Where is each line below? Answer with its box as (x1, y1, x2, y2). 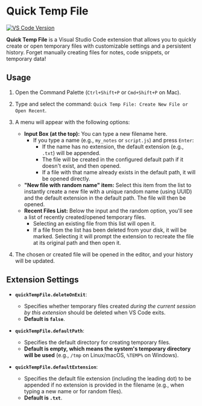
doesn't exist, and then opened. (42, 162, 121, 170)
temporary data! (6, 55, 46, 62)
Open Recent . (14, 107, 47, 114)
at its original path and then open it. (33, 239, 122, 246)
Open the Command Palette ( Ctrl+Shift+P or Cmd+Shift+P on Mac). (14, 89, 181, 96)
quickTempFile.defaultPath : (14, 327, 84, 334)
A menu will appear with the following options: (14, 118, 130, 125)
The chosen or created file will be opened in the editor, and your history (14, 250, 194, 258)
